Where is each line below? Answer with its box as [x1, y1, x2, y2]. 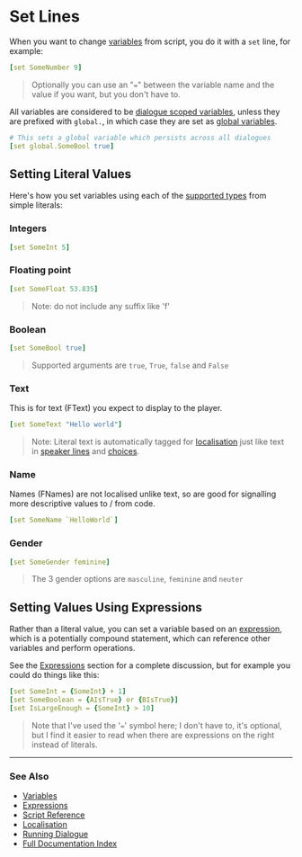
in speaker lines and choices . [31, 446, 140, 457]
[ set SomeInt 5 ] [9, 243, 70, 252]
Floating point [9, 263, 72, 276]
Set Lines [9, 6, 81, 27]
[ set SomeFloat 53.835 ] [9, 284, 99, 293]
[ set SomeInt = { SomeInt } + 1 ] [9, 687, 127, 696]
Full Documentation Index [22, 838, 118, 849]
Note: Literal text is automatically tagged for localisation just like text [31, 436, 285, 447]
